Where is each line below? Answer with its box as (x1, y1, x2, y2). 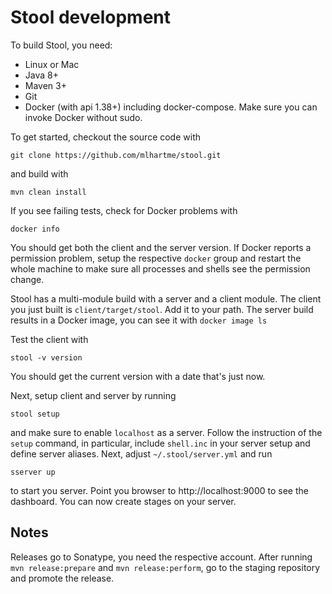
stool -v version (10, 352, 83, 363)
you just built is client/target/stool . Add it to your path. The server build (10, 303, 314, 315)
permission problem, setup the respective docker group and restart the (10, 252, 302, 264)
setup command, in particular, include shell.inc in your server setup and (10, 437, 311, 449)
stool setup (10, 409, 60, 419)
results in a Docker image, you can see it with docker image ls (10, 314, 268, 326)
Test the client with (10, 333, 89, 345)
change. (10, 273, 45, 285)
